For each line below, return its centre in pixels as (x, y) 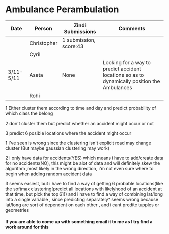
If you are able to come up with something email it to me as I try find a (79, 221)
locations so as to (123, 75)
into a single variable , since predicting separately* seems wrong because (82, 199)
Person (43, 28)
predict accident (122, 69)
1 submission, (79, 40)
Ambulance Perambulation (62, 9)
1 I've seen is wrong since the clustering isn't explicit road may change (78, 143)
